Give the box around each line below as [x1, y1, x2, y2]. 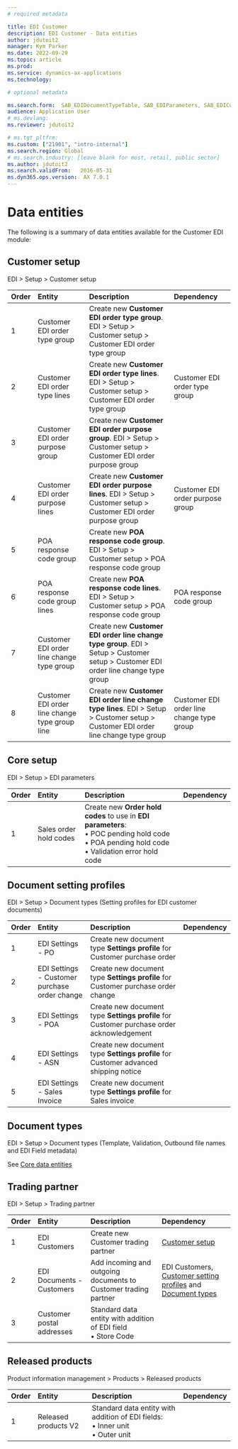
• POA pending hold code [84, 837, 170, 847]
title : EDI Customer [7, 23, 69, 31]
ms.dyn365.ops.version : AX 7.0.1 [7, 174, 110, 181]
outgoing [90, 1267, 120, 1276]
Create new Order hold [84, 802, 161, 812]
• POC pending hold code [84, 828, 170, 838]
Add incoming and [90, 1257, 152, 1267]
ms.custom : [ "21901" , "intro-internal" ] [7, 141, 129, 148]
